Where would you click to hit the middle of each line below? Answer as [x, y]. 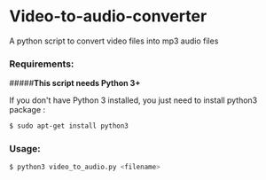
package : [27, 110]
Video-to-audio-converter [108, 16]
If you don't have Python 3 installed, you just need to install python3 [133, 100]
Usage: [25, 149]
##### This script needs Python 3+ [75, 83]
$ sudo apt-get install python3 [69, 126]
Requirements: [42, 64]
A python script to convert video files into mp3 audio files [114, 41]
